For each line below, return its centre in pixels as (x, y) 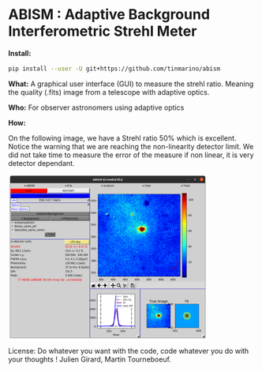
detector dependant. (41, 163)
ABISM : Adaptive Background (109, 15)
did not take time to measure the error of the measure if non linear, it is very (131, 155)
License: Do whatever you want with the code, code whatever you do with (129, 351)
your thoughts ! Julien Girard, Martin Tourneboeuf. (90, 359)
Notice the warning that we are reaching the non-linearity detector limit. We (131, 146)
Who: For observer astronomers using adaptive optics (96, 107)
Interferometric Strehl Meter (103, 31)
